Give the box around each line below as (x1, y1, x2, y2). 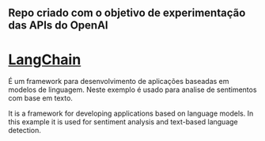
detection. (8, 126, 42, 135)
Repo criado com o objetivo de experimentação (8, 6, 246, 20)
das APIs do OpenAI (8, 19, 108, 32)
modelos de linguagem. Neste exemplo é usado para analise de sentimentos (8, 85, 257, 94)
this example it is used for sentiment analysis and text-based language (8, 117, 239, 127)
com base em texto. (8, 93, 74, 103)
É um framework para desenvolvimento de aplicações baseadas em (8, 77, 229, 86)
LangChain (8, 51, 81, 68)
